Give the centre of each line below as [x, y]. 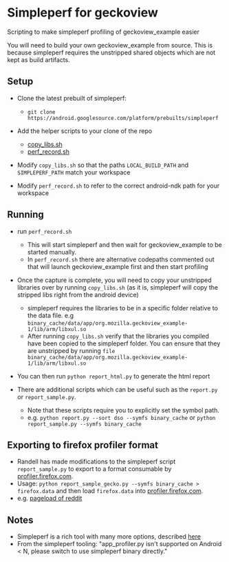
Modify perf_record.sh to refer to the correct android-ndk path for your [118, 185]
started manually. [52, 252]
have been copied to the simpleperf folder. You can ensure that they [124, 343]
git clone [42, 112]
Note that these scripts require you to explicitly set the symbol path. [123, 410]
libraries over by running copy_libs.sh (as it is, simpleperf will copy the [118, 287]
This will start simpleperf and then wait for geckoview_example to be [124, 244]
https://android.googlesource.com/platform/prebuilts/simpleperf [123, 118]
